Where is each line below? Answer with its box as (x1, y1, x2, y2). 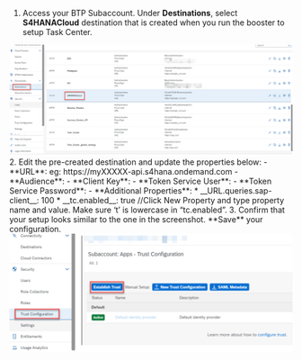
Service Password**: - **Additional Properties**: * (9, 185, 199, 196)
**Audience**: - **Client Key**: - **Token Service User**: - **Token (9, 175, 272, 187)
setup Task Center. (22, 27, 93, 37)
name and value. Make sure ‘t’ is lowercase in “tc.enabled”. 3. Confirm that (9, 204, 286, 215)
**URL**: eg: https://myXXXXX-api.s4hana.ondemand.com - (9, 166, 238, 177)
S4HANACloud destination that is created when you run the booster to (22, 17, 285, 28)
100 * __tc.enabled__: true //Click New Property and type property (40, 195, 285, 206)
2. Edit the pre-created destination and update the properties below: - (9, 157, 268, 167)
